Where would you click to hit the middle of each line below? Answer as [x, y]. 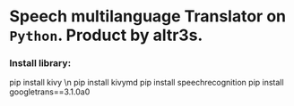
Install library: [40, 63]
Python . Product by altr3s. [106, 35]
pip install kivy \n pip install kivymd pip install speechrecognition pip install [147, 83]
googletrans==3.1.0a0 [50, 92]
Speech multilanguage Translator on [148, 16]
